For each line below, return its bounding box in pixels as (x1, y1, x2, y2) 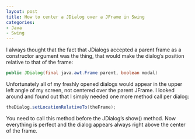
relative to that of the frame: (6, 59, 74, 66)
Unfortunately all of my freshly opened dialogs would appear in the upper (6, 81, 183, 88)
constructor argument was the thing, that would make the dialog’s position (6, 53, 184, 60)
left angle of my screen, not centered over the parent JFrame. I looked (6, 87, 175, 93)
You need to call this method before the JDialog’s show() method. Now (6, 114, 176, 121)
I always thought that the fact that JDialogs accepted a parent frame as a (6, 46, 182, 53)
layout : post (6, 8, 38, 15)
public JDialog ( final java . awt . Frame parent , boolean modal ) (6, 70, 158, 76)
